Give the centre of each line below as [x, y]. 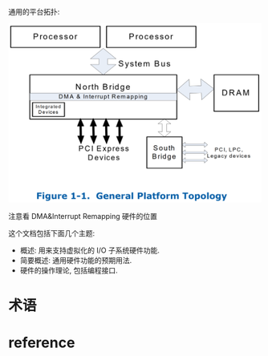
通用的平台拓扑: [34, 12]
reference [42, 343]
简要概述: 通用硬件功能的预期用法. [76, 260]
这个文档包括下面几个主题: [52, 233]
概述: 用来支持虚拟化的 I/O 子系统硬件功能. [90, 250]
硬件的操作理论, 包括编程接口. [69, 270]
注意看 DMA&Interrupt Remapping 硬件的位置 [83, 216]
